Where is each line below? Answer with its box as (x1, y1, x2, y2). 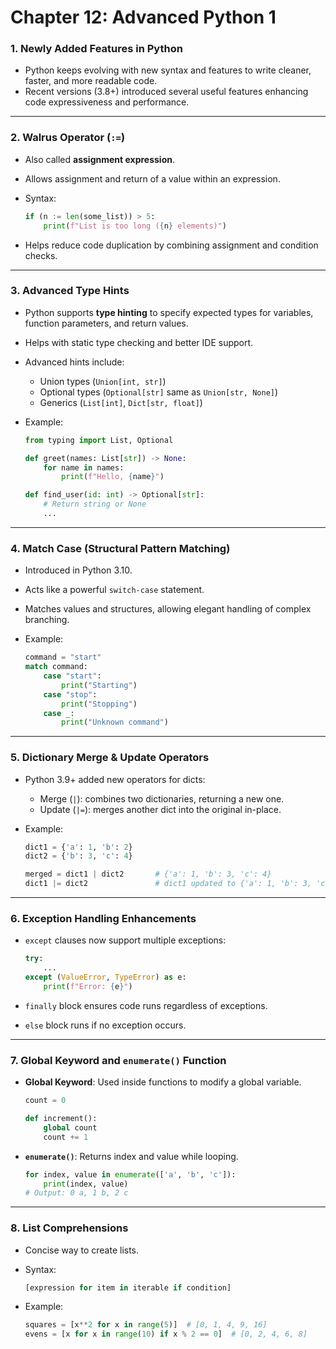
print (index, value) (43, 1179, 129, 1189)
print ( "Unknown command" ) (61, 717, 169, 728)
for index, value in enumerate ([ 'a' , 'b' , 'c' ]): (24, 1169, 237, 1180)
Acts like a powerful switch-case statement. (24, 584, 205, 596)
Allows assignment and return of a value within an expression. (24, 172, 281, 185)
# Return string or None (43, 499, 147, 510)
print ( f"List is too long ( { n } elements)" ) (43, 221, 228, 231)
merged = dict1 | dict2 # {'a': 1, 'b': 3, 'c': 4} (24, 869, 272, 880)
